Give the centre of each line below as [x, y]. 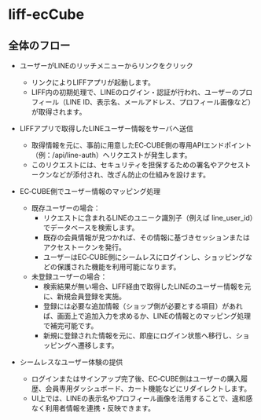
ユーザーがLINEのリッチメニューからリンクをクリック [107, 66]
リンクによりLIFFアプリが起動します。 [93, 82]
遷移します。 [98, 345]
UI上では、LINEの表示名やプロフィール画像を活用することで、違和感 [142, 398]
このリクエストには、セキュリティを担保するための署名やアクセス [138, 165]
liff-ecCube [46, 15]
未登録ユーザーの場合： [69, 277]
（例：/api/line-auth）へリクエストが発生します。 [111, 155]
